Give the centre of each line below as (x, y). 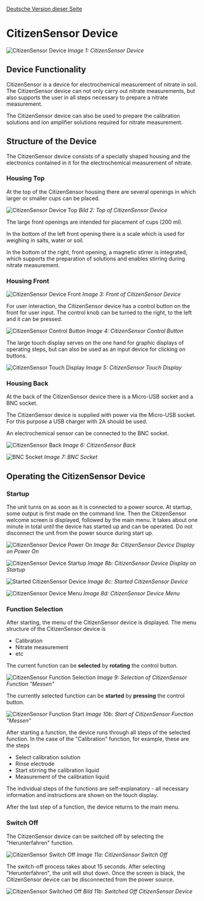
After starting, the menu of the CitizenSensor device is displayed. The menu (101, 622)
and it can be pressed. (34, 319)
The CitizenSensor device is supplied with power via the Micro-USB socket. (101, 415)
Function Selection (35, 609)
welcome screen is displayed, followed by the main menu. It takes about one (102, 520)
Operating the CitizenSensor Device (76, 476)
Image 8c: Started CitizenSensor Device (138, 582)
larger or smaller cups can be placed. (53, 198)
